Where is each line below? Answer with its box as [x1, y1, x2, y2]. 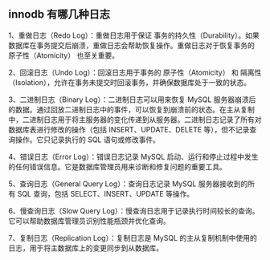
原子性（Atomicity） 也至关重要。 [8, 51, 119, 60]
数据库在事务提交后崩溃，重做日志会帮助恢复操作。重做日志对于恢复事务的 [8, 40, 255, 50]
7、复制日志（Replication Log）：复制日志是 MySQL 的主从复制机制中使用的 [8, 233, 257, 242]
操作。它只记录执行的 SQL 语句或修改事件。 [14, 135, 161, 144]
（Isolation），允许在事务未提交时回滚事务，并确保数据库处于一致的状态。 [8, 77, 252, 87]
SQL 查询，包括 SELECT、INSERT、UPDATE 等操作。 [17, 189, 194, 198]
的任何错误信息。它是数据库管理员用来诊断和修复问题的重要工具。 [8, 161, 227, 171]
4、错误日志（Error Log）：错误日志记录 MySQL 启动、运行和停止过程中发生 [8, 152, 259, 161]
